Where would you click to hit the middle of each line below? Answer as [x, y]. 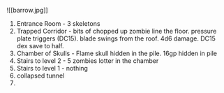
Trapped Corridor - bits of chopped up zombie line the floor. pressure [117, 31]
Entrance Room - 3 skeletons [58, 23]
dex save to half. [40, 46]
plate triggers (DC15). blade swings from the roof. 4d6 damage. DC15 [116, 38]
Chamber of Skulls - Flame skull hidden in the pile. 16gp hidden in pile [117, 53]
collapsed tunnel [40, 76]
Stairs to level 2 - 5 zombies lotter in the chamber [88, 61]
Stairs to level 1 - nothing [52, 68]
